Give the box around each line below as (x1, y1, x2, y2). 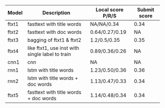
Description (42, 9, 70, 16)
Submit (137, 6, 155, 13)
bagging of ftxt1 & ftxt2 (27, 37, 82, 43)
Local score (95, 6, 124, 13)
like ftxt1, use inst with (27, 45, 80, 51)
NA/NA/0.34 (90, 21, 119, 27)
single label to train (27, 51, 71, 57)
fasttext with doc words (27, 29, 82, 35)
